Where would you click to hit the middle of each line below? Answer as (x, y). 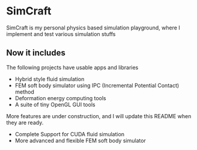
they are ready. (25, 122)
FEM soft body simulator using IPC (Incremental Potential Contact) (97, 85)
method (25, 92)
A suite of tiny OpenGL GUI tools (55, 104)
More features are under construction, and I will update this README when (99, 116)
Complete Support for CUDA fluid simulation (70, 134)
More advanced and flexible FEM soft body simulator (80, 140)
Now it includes (36, 53)
